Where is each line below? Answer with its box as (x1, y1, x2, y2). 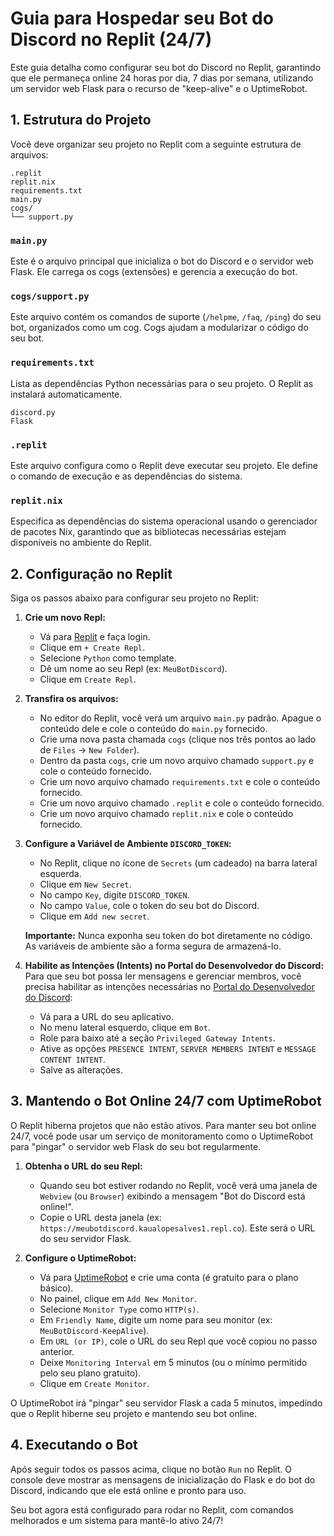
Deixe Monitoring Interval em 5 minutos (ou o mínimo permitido (39, 1356, 308, 1368)
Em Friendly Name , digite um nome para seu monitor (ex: (39, 1313, 273, 1326)
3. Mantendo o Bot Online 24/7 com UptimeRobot (10, 1093, 322, 1110)
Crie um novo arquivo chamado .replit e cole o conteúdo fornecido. (39, 797, 325, 809)
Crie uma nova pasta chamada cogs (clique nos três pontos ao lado (39, 733, 317, 746)
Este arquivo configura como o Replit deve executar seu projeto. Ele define (10, 459, 319, 471)
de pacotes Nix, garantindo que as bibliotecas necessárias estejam (10, 526, 287, 538)
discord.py (10, 407, 56, 417)
